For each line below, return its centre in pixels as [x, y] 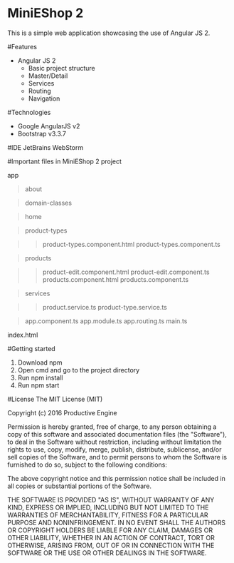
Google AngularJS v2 [49, 126]
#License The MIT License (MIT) [55, 399]
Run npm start [38, 385]
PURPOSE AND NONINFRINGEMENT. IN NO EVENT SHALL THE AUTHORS [117, 522]
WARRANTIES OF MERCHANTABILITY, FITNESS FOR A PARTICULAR [108, 514]
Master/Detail [48, 76]
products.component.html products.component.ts [116, 279]
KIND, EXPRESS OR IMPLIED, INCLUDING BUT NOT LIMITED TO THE [108, 507]
